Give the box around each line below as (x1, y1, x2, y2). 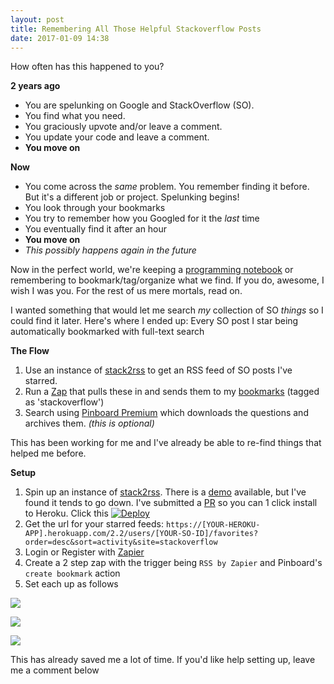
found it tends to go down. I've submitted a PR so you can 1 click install (24, 497, 318, 509)
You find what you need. (24, 110, 126, 122)
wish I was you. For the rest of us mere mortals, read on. (10, 285, 243, 297)
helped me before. (10, 447, 87, 460)
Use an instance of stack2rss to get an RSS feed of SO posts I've (24, 364, 293, 376)
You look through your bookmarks (24, 202, 166, 214)
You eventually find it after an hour (24, 223, 168, 235)
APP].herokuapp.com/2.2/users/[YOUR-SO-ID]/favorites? (24, 529, 259, 539)
